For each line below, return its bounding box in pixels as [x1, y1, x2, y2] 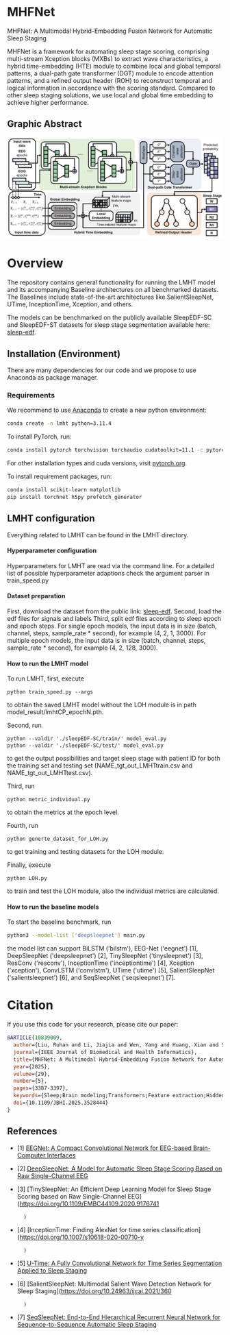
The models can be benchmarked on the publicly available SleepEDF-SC [7, 313, 212, 322]
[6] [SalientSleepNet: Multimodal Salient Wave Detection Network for [16, 1279, 212, 1288]
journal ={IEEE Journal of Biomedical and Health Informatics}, [13, 1049, 197, 1055]
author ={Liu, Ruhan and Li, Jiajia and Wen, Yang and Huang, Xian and [13, 1042, 219, 1049]
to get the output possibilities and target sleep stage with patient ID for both [7, 755, 220, 763]
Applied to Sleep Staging [16, 1266, 88, 1275]
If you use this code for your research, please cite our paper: [7, 1020, 179, 1029]
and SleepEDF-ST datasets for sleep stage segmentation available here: [7, 321, 210, 329]
